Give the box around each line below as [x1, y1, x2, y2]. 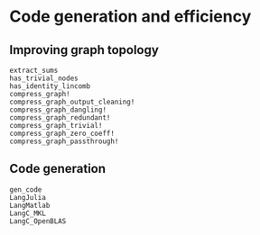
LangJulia [9, 193, 47, 202]
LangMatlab [9, 201, 51, 210]
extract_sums [9, 66, 59, 75]
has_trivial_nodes [9, 74, 79, 83]
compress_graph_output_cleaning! [9, 97, 135, 106]
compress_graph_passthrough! [9, 137, 119, 146]
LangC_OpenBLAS [9, 216, 67, 226]
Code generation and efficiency [9, 6, 252, 27]
